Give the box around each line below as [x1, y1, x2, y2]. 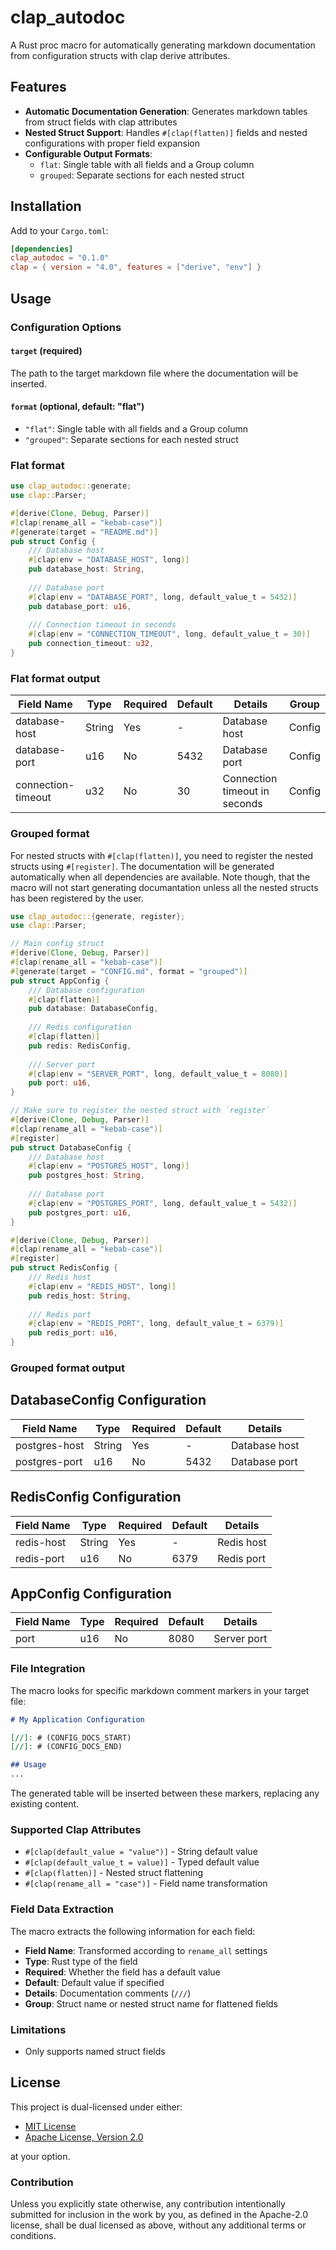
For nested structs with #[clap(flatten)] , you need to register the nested [10, 849, 314, 861]
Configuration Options [10, 320, 122, 334]
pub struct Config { [10, 536, 97, 546]
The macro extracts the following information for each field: [10, 1925, 256, 1937]
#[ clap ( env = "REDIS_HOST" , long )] [28, 1281, 177, 1291]
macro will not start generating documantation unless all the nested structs [10, 881, 319, 893]
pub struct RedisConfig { [10, 1263, 118, 1273]
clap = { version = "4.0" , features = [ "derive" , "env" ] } [10, 262, 262, 273]
